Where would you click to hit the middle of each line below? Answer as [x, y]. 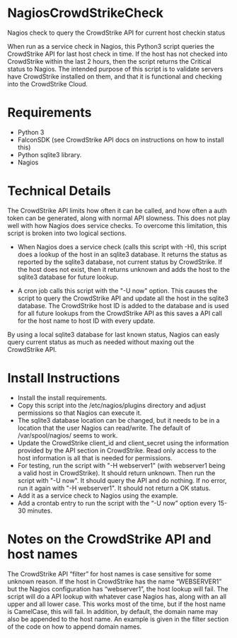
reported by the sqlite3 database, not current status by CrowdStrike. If [120, 262]
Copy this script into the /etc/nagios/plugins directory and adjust [112, 405]
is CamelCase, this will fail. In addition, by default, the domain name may [112, 611]
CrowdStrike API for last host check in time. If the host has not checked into [117, 54]
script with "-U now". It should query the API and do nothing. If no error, [122, 480]
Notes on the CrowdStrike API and [109, 539]
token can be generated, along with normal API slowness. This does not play [119, 218]
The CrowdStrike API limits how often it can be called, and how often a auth [117, 210]
